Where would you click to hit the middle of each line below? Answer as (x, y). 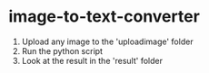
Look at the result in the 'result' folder (92, 60)
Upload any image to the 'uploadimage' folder (107, 41)
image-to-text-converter (104, 17)
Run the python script (62, 50)
